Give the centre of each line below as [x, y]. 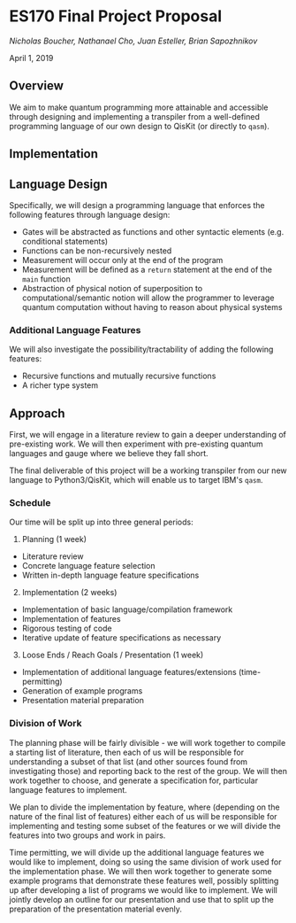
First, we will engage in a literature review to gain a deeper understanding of [148, 435]
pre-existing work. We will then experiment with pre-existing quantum [136, 444]
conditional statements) [65, 241]
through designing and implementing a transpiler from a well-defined [135, 116]
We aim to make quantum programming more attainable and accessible [139, 107]
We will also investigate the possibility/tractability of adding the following [141, 349]
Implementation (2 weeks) [69, 593]
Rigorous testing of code [67, 628]
